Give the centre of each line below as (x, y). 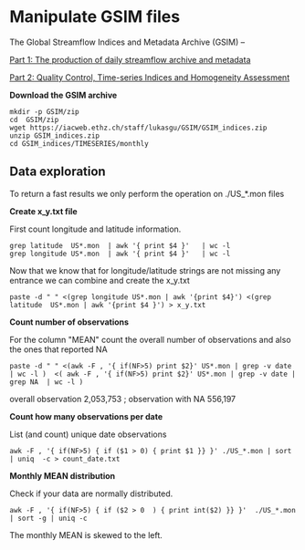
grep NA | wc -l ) (47, 382)
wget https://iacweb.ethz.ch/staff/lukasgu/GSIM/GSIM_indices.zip (138, 128)
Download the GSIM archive (63, 95)
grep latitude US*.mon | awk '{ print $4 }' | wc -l (120, 245)
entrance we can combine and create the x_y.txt (100, 280)
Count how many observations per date (86, 416)
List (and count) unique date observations (88, 434)
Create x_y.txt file (43, 211)
